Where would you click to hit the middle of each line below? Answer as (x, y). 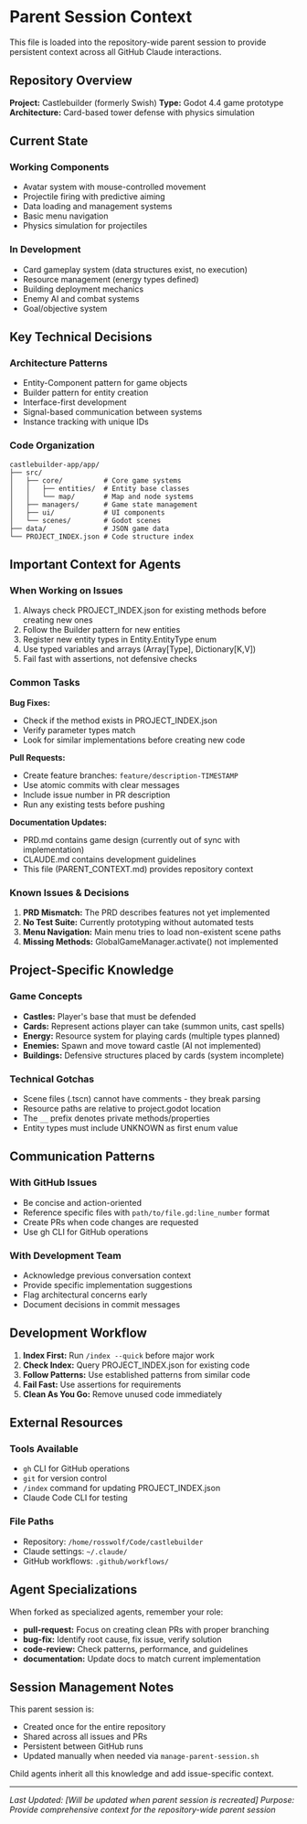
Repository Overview (71, 81)
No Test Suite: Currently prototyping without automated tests (138, 922)
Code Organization (52, 445)
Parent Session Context (101, 17)
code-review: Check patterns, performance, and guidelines (135, 1648)
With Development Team (65, 1255)
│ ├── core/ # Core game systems (95, 480)
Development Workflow (79, 1333)
